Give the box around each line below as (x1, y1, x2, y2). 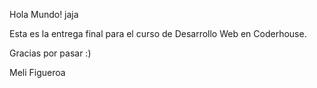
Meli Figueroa (9, 67, 66, 78)
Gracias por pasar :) (9, 47, 92, 59)
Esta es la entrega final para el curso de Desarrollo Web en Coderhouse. (9, 28, 307, 39)
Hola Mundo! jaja (9, 9, 79, 20)
